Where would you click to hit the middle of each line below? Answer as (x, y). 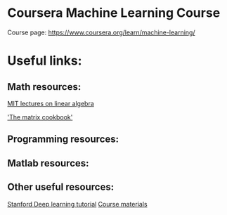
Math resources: (44, 87)
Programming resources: (63, 139)
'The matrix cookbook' (40, 117)
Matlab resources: (48, 163)
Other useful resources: (61, 187)
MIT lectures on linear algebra (51, 103)
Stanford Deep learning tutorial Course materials (77, 204)
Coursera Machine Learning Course (114, 13)
